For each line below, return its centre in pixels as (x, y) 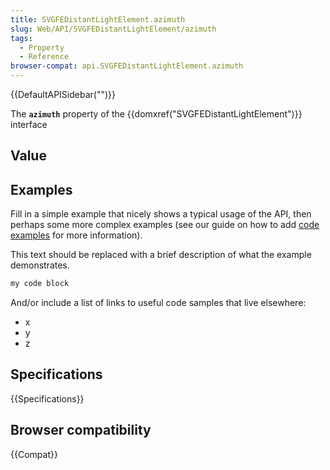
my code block (40, 284)
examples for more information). (76, 235)
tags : (21, 38)
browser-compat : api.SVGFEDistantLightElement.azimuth (127, 66)
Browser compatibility (81, 430)
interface (29, 124)
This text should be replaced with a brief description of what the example (161, 255)
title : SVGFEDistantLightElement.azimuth (98, 19)
